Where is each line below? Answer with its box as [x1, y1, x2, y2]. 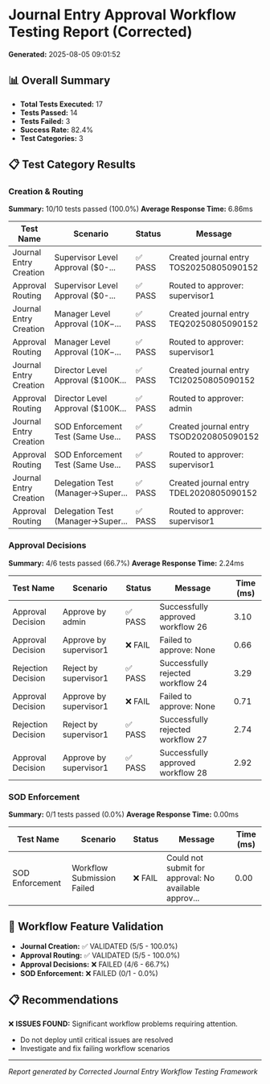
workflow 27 [159, 734, 207, 745]
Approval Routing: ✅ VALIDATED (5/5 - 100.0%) [19, 950, 181, 960]
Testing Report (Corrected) [8, 23, 193, 41]
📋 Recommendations [8, 993, 119, 1007]
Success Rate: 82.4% [19, 125, 94, 134]
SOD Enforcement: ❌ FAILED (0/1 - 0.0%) [19, 968, 158, 978]
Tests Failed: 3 [19, 116, 71, 126]
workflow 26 [159, 621, 207, 632]
